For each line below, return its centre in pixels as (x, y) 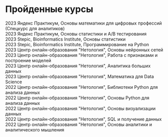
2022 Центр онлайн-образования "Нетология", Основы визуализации (80, 108)
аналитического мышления (35, 129)
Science (14, 82)
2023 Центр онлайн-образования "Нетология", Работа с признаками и (81, 55)
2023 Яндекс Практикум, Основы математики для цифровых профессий (84, 23)
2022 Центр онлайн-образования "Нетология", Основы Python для (77, 98)
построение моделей (28, 60)
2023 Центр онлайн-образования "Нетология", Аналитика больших (78, 66)
